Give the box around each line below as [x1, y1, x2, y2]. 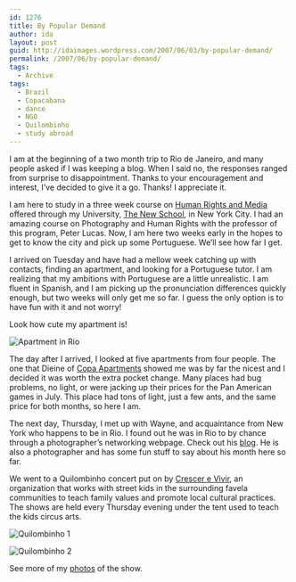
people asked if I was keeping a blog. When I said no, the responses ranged [9, 162, 288, 174]
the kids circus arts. [9, 511, 82, 521]
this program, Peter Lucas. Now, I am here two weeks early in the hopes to [9, 227, 284, 238]
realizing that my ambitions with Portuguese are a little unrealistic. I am [9, 273, 269, 283]
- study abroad [17, 129, 74, 138]
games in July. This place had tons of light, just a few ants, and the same [9, 391, 276, 402]
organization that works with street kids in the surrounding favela [9, 482, 248, 493]
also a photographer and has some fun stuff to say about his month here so [9, 447, 287, 457]
